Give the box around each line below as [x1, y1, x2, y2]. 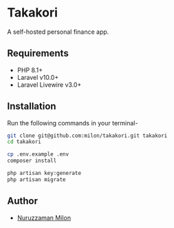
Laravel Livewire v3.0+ [17, 81, 82, 89]
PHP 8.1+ [17, 65, 43, 74]
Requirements [7, 48, 69, 59]
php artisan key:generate [7, 170, 81, 177]
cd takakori [7, 138, 41, 145]
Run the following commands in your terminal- [7, 118, 138, 127]
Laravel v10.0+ [17, 73, 59, 81]
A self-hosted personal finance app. [7, 28, 109, 36]
